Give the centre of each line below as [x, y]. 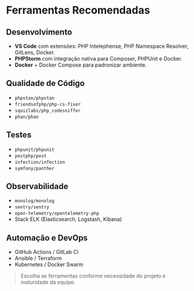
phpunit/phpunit [34, 150]
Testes [19, 135]
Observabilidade [37, 186]
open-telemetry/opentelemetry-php [57, 214]
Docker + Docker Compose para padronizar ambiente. [81, 65]
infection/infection [40, 162]
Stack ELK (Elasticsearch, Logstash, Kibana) [68, 219]
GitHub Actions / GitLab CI [46, 252]
